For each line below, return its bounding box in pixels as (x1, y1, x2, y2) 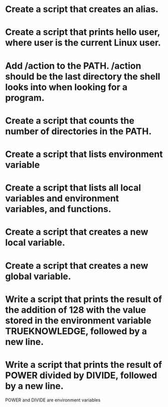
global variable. (5, 271, 71, 282)
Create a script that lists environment (5, 148, 163, 160)
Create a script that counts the (5, 115, 134, 126)
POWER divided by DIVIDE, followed (5, 369, 157, 381)
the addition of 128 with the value (5, 304, 146, 315)
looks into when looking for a (5, 81, 127, 93)
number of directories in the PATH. (5, 125, 152, 137)
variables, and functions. (5, 203, 111, 215)
